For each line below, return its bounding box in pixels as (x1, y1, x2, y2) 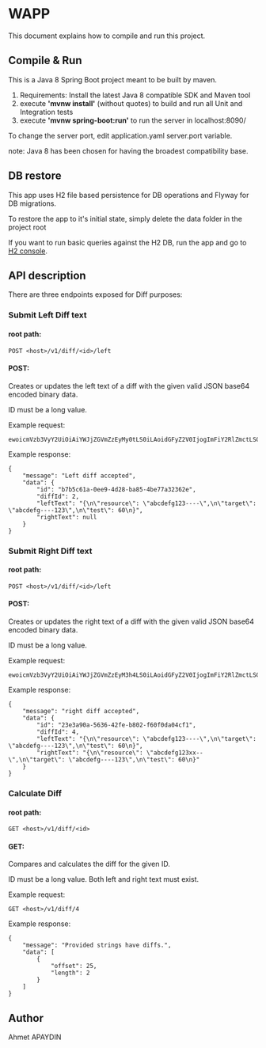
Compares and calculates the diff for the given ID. (8, 860, 170, 869)
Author (8, 1011, 44, 1025)
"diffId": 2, (36, 492, 80, 500)
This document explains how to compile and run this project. (8, 31, 206, 40)
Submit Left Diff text (8, 309, 87, 321)
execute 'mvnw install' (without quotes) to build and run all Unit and (19, 98, 243, 108)
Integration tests (19, 107, 74, 116)
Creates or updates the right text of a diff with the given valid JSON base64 (8, 617, 255, 626)
